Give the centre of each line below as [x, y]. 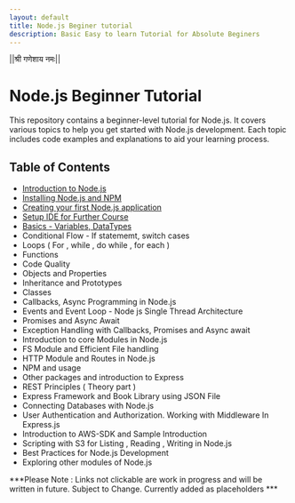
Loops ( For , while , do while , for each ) [96, 245]
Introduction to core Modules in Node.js [95, 339]
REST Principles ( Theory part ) [79, 387]
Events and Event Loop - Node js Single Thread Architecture [132, 311]
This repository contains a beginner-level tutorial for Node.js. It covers [138, 120]
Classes [36, 292]
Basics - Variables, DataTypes [76, 227]
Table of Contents [60, 167]
